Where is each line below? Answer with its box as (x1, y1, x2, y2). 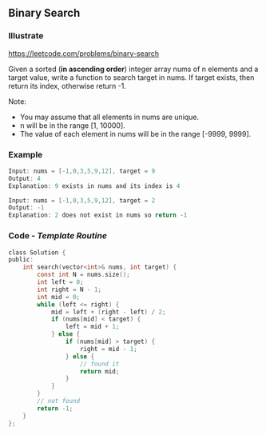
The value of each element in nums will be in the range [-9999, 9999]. (19, 129, 252, 138)
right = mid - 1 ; (79, 345, 137, 353)
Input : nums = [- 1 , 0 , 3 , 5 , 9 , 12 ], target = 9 (8, 167, 156, 175)
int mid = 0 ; (37, 293, 81, 301)
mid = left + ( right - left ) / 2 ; (50, 308, 166, 316)
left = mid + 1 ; (65, 323, 120, 331)
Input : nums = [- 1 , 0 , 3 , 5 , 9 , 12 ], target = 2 (8, 196, 156, 205)
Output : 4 (8, 174, 42, 182)
